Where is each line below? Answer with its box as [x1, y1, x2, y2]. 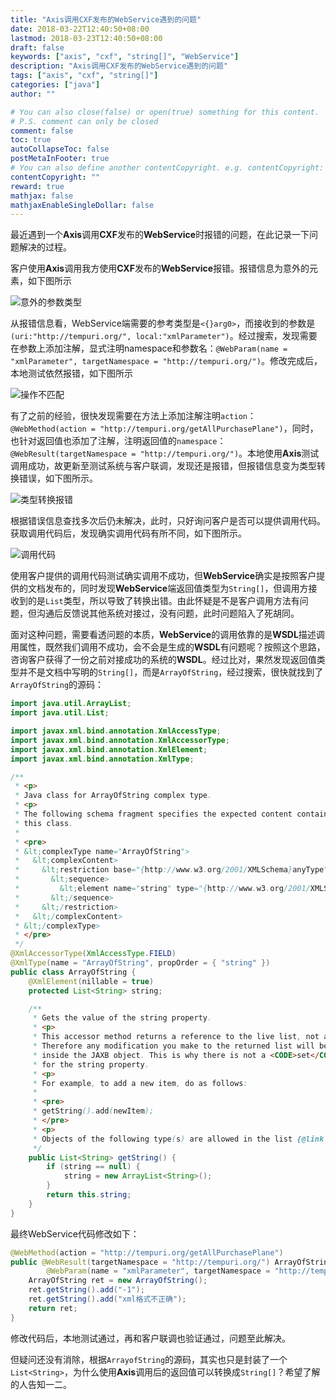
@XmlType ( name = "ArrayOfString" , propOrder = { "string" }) [10, 958, 271, 968]
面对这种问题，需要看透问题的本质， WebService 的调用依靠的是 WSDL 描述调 [10, 629, 325, 641]
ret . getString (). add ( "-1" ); [28, 1285, 145, 1295]
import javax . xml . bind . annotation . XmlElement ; [10, 744, 208, 755]
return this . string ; [46, 1190, 132, 1200]
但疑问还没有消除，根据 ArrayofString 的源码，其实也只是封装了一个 [10, 1353, 288, 1365]
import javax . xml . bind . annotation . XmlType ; [10, 754, 195, 764]
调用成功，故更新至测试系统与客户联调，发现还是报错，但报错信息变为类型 [10, 460, 317, 472]
